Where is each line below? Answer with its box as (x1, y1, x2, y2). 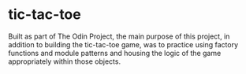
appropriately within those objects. (8, 57, 121, 66)
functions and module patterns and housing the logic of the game (8, 48, 222, 57)
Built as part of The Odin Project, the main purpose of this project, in (8, 31, 230, 41)
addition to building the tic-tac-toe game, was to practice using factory (8, 39, 239, 49)
